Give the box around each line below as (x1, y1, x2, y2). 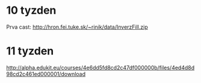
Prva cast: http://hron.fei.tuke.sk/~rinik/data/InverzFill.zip (6, 23, 149, 30)
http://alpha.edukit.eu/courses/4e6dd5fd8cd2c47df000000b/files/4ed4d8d (6, 64, 195, 71)
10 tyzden (6, 4, 57, 17)
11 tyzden (6, 44, 54, 58)
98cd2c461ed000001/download (6, 70, 86, 78)
